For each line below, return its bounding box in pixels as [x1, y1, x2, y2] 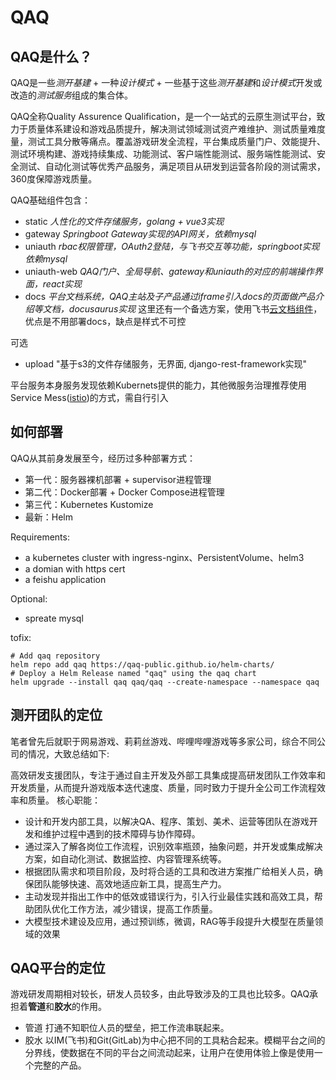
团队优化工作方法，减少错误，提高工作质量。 [33, 902, 218, 915]
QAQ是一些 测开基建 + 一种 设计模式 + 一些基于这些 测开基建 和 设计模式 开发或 [10, 77, 323, 88]
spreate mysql [24, 612, 84, 624]
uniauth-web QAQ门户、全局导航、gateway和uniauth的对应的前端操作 [24, 266, 315, 277]
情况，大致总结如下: [27, 747, 110, 760]
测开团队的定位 [10, 707, 103, 724]
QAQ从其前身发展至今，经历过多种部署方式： [10, 452, 197, 464]
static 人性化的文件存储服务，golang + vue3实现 [24, 216, 225, 227]
